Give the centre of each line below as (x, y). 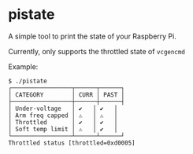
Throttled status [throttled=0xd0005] (72, 143)
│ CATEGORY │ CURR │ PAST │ (67, 95)
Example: (23, 66)
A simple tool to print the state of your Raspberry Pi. (93, 36)
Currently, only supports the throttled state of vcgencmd (96, 51)
